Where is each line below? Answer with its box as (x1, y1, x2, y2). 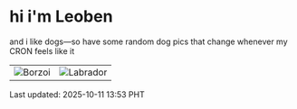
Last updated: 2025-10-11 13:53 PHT (9, 88, 145, 100)
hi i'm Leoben (9, 6, 113, 27)
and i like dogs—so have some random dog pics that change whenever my (9, 36, 288, 47)
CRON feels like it (9, 45, 75, 56)
